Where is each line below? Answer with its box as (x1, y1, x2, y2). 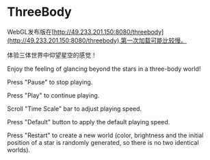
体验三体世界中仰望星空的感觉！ (7, 51, 97, 59)
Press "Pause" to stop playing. (7, 78, 93, 86)
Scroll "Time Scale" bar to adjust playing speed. (7, 104, 142, 113)
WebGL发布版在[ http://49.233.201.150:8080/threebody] (7, 27, 164, 36)
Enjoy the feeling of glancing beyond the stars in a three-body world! (7, 65, 201, 73)
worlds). (7, 146, 31, 154)
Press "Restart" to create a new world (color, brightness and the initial (7, 131, 204, 139)
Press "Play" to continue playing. (7, 91, 100, 100)
